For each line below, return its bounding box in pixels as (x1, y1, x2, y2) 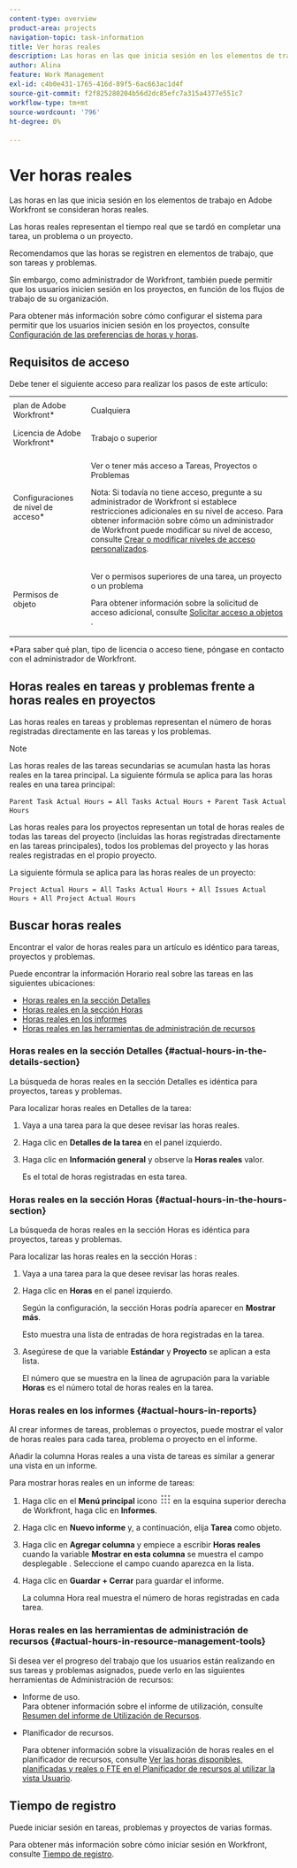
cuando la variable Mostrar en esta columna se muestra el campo (21, 1549, 263, 1560)
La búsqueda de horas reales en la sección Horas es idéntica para (9, 1224, 250, 1235)
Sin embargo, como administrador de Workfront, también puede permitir (9, 274, 273, 285)
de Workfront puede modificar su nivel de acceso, (90, 525, 272, 536)
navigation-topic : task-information (9, 33, 144, 42)
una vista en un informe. (9, 1461, 98, 1471)
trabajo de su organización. (9, 293, 109, 305)
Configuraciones (12, 492, 74, 504)
